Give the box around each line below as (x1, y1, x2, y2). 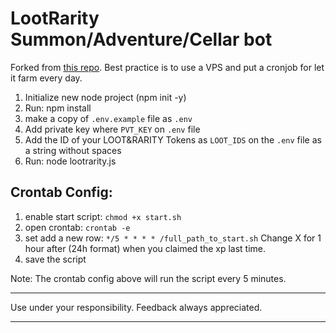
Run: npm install (24, 102, 92, 114)
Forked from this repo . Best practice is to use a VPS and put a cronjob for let (10, 61, 325, 73)
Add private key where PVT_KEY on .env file (24, 123, 201, 135)
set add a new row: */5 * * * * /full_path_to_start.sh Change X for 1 (24, 232, 322, 244)
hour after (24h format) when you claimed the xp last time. (24, 242, 267, 254)
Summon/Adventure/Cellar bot (10, 28, 273, 51)
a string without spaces (24, 144, 122, 156)
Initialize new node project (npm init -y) (24, 91, 187, 103)
